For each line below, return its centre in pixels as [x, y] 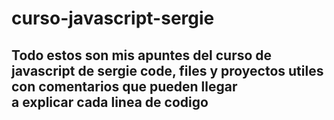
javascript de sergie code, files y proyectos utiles [167, 70]
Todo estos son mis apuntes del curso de [142, 55]
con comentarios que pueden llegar [124, 86]
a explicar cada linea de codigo [110, 102]
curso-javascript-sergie [113, 18]
